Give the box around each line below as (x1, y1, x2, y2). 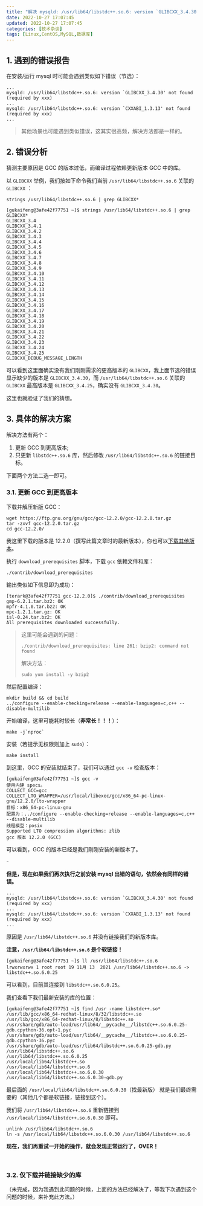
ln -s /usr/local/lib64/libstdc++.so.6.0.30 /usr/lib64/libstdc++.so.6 (6, 1131, 190, 1137)
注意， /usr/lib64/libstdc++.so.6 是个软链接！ (6, 946, 123, 953)
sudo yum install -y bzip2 (21, 671, 89, 677)
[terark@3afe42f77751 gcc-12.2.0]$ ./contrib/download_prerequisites (6, 593, 185, 599)
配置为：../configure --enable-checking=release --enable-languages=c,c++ (6, 811, 195, 817)
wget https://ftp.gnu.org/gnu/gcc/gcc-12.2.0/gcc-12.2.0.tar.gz (6, 515, 172, 521)
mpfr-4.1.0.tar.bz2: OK (6, 604, 66, 610)
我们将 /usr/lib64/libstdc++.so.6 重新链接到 (6, 1106, 120, 1114)
